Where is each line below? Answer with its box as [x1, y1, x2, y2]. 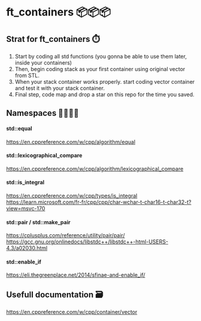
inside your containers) [14, 59, 72, 66]
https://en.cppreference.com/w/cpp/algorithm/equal [6, 138, 136, 145]
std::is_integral [6, 179, 45, 186]
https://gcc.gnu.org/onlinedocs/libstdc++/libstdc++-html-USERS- [6, 238, 169, 246]
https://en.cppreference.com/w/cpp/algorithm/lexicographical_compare [6, 165, 184, 172]
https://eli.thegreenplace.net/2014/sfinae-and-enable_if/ [6, 271, 145, 279]
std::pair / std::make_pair [6, 218, 71, 225]
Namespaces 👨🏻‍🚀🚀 [6, 108, 79, 118]
